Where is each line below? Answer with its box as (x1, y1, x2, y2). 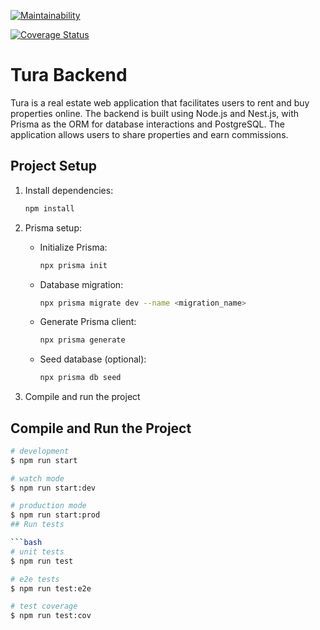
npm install (24, 203, 75, 214)
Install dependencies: (24, 184, 114, 196)
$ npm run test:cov (10, 611, 92, 621)
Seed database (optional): (39, 353, 147, 365)
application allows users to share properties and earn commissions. (10, 128, 289, 140)
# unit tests (10, 546, 65, 557)
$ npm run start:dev (10, 483, 97, 493)
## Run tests (10, 520, 65, 530)
